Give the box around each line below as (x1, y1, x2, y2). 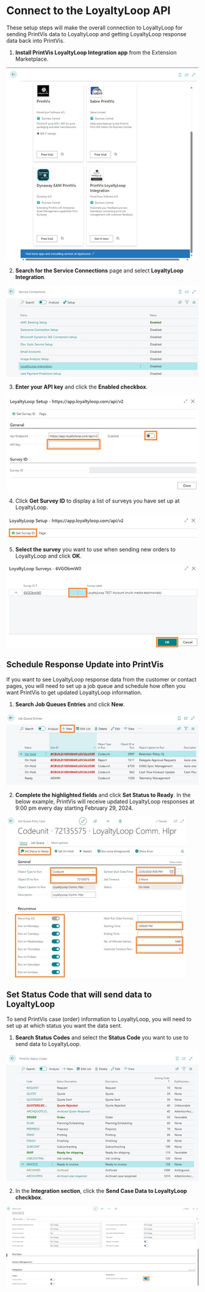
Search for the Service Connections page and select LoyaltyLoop (15, 267, 184, 274)
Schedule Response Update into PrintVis (6, 659, 164, 670)
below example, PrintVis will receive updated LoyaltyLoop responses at (15, 797, 195, 805)
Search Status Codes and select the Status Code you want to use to (15, 1034, 189, 1041)
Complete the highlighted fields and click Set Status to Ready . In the (15, 791, 191, 799)
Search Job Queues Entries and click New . (15, 700, 125, 708)
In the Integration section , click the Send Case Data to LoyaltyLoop (15, 1187, 187, 1194)
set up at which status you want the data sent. (6, 1021, 123, 1029)
